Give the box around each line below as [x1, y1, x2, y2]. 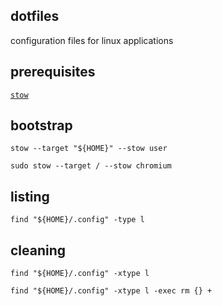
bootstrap [10, 117, 73, 134]
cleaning [10, 242, 67, 259]
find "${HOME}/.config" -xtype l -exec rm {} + [10, 286, 213, 296]
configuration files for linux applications [10, 34, 174, 46]
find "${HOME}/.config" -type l [10, 215, 145, 225]
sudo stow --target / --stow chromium [10, 161, 172, 171]
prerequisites [10, 64, 96, 81]
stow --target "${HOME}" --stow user [10, 144, 168, 154]
